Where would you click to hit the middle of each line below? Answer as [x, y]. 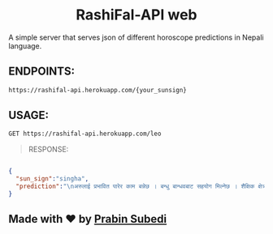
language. [25, 45]
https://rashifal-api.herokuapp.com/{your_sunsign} [97, 90]
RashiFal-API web [136, 15]
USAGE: [29, 115]
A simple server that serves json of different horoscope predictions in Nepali [136, 37]
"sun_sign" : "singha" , [52, 179]
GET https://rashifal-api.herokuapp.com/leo [85, 134]
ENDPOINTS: [42, 72]
